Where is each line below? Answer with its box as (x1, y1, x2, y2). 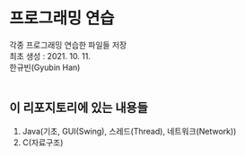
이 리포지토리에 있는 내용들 (9, 100, 148, 116)
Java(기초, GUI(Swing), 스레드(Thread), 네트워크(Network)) (22, 126, 237, 136)
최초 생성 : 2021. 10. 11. (9, 50, 92, 61)
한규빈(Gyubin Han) (9, 62, 81, 73)
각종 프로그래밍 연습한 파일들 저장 (9, 39, 127, 50)
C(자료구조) (22, 136, 64, 148)
